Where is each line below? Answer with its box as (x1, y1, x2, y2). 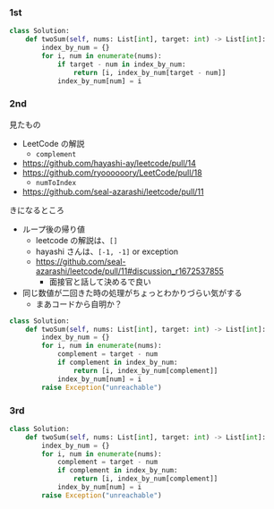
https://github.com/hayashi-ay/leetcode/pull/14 (21, 157, 197, 168)
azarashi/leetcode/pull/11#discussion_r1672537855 (35, 266, 224, 276)
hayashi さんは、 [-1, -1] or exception (35, 246, 179, 257)
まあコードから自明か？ (35, 298, 123, 310)
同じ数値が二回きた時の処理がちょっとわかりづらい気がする (21, 287, 243, 298)
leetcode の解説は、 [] (35, 234, 118, 245)
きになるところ (9, 204, 64, 216)
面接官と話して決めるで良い (48, 276, 151, 287)
